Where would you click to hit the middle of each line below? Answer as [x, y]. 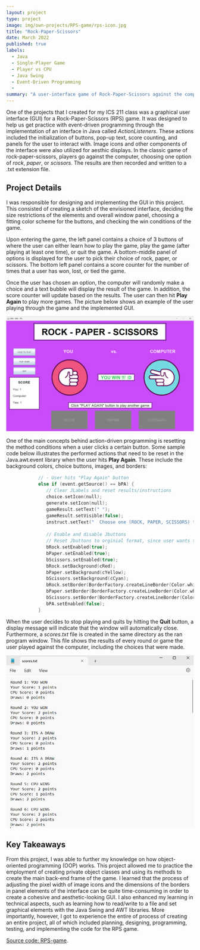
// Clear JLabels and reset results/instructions [109, 491]
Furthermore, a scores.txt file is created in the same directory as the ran [94, 634]
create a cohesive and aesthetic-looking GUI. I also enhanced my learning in [100, 897]
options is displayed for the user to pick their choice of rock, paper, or [92, 258]
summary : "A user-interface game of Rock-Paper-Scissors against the [94, 95]
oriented [16, 865]
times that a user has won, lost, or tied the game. [66, 271]
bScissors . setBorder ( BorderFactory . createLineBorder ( [114, 598]
